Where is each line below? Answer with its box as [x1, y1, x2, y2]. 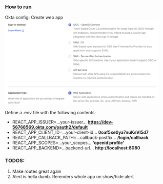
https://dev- [87, 119, 113, 125]
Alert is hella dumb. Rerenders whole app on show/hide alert [12, 173, 134, 179]
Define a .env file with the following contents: [5, 110, 96, 116]
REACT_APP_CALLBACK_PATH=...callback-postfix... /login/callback [12, 135, 149, 141]
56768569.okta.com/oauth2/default [12, 124, 88, 130]
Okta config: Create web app [5, 15, 63, 20]
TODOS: [5, 157, 25, 164]
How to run [5, 3, 32, 10]
